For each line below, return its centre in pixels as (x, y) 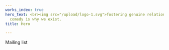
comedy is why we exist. (36, 19)
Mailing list (16, 42)
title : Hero (18, 24)
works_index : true (24, 10)
